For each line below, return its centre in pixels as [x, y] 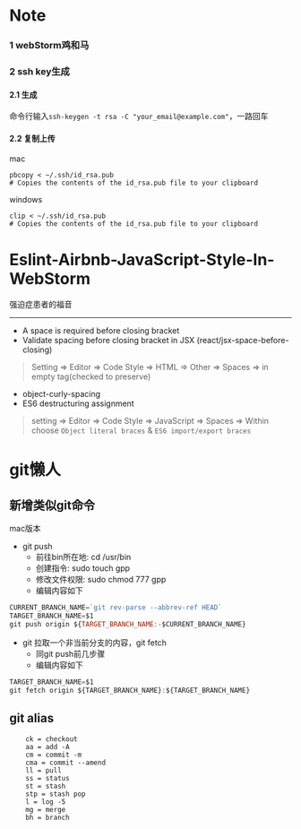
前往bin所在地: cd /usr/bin [83, 557]
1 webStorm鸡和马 [49, 46]
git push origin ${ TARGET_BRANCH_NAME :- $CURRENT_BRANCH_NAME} [128, 625]
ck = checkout [52, 739]
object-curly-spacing [61, 394]
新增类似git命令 [52, 505]
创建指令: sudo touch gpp [83, 568]
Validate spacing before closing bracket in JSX [108, 341]
